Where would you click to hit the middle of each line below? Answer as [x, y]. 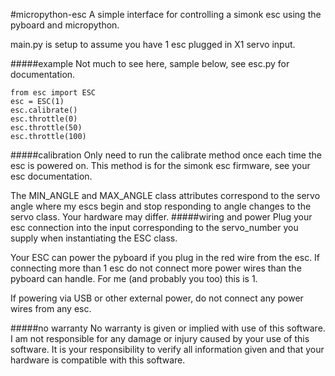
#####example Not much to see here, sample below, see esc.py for [150, 63]
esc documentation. [51, 176]
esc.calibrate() [44, 110]
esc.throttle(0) [44, 119]
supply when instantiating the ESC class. [94, 238]
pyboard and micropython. [65, 25]
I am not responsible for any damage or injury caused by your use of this [160, 338]
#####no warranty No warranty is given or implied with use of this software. [168, 328]
